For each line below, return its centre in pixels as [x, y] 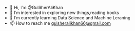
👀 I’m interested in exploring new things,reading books [64, 13]
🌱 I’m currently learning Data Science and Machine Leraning [70, 18]
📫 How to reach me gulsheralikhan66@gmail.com [60, 23]
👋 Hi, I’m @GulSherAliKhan [36, 8]
